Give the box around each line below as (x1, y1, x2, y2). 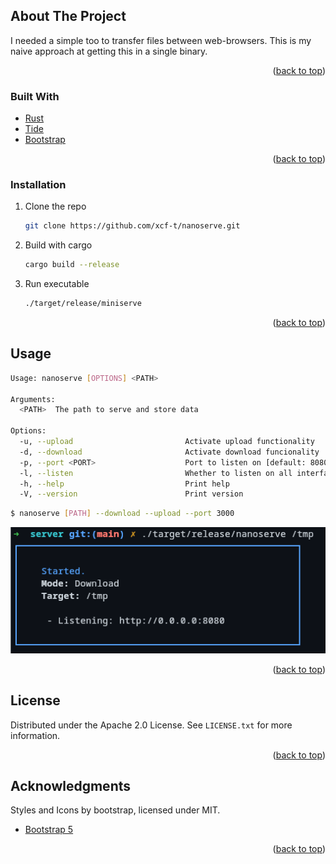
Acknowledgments (10, 778, 132, 795)
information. (10, 729, 61, 741)
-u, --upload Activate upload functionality (19, 437, 315, 447)
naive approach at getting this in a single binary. (10, 45, 208, 57)
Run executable (24, 278, 90, 290)
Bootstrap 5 (24, 824, 74, 836)
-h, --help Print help (19, 479, 230, 489)
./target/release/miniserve (24, 299, 142, 309)
